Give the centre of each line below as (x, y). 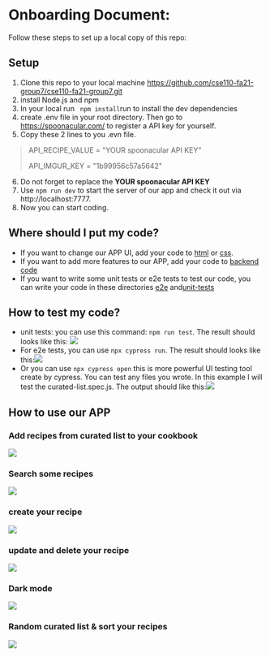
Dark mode (30, 588)
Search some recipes (51, 473)
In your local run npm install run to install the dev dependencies (129, 108)
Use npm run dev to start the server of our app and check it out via (131, 190)
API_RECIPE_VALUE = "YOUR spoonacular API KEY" (115, 150)
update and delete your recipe (69, 550)
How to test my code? (64, 312)
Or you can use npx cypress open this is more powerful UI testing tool (136, 369)
